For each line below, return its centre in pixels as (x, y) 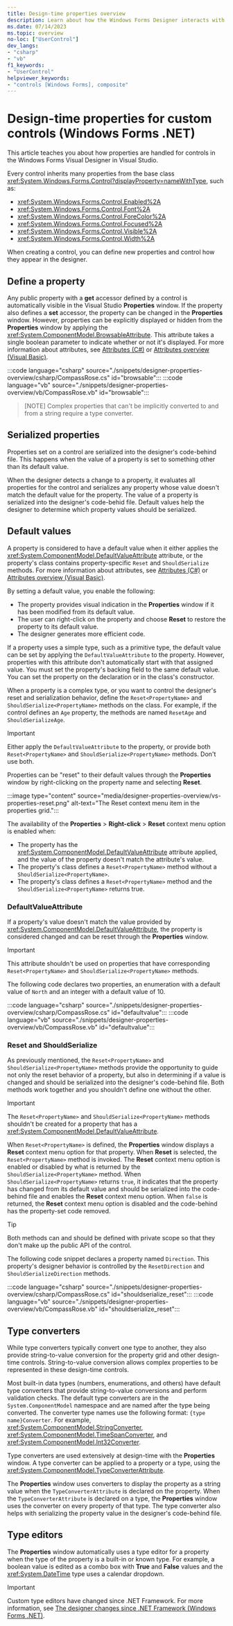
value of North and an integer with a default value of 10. (86, 991)
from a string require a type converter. (79, 413)
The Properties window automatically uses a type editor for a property (108, 1552)
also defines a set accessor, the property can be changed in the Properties (115, 313)
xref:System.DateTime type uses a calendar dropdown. (86, 1574)
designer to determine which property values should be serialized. (102, 509)
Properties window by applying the (58, 327)
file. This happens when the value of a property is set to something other (111, 459)
